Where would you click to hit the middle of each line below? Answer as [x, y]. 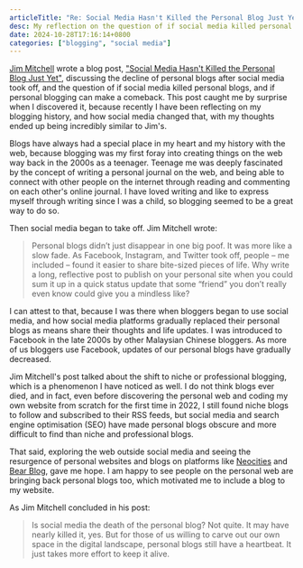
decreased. [31, 359]
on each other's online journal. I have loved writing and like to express [139, 191]
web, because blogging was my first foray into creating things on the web [146, 154]
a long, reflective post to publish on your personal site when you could [162, 275]
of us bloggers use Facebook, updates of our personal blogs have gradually [150, 349]
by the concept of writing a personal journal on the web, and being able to [147, 172]
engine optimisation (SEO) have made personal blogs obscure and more [143, 424]
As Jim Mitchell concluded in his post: [80, 507]
